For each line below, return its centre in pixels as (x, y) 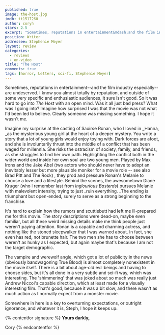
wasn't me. (16, 119)
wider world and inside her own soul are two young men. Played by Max (78, 160)
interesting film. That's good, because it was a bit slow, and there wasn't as (81, 288)
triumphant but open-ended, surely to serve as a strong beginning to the (78, 196)
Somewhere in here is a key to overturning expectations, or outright (73, 303)
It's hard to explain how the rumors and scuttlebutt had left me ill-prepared (81, 211)
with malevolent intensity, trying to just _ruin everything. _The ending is (77, 191)
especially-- (146, 87)
